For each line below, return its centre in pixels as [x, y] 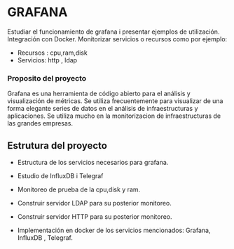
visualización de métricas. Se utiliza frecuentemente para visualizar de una [115, 101]
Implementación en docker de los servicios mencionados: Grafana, [114, 230]
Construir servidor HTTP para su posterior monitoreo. [95, 217]
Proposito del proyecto [47, 78]
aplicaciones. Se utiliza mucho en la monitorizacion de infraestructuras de [114, 116]
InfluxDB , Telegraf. [45, 238]
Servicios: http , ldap [47, 60]
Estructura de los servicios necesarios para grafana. [93, 163]
